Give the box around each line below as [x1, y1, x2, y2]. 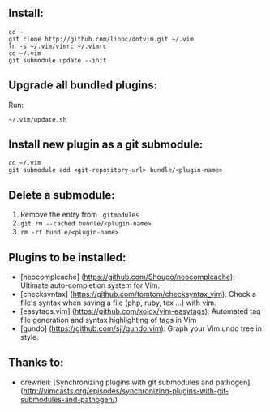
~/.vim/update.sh [8, 115, 67, 124]
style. [19, 333, 39, 342]
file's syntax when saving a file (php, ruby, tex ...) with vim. [19, 298, 216, 307]
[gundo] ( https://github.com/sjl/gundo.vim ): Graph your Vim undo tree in [19, 324, 262, 333]
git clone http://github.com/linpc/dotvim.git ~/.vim [8, 35, 195, 43]
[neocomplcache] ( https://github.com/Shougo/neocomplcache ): [19, 272, 235, 282]
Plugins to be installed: [8, 251, 126, 264]
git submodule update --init [8, 56, 107, 64]
